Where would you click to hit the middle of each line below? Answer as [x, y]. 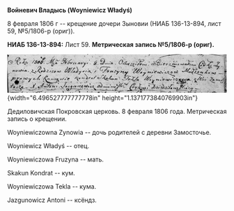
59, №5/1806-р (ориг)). [41, 31]
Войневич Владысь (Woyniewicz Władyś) [70, 10]
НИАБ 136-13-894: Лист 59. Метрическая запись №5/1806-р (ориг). [111, 44]
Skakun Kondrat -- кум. [41, 173]
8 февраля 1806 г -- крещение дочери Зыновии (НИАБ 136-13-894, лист [114, 23]
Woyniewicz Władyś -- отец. [48, 146]
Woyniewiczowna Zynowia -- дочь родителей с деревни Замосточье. [109, 133]
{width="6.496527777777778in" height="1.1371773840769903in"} [103, 98]
